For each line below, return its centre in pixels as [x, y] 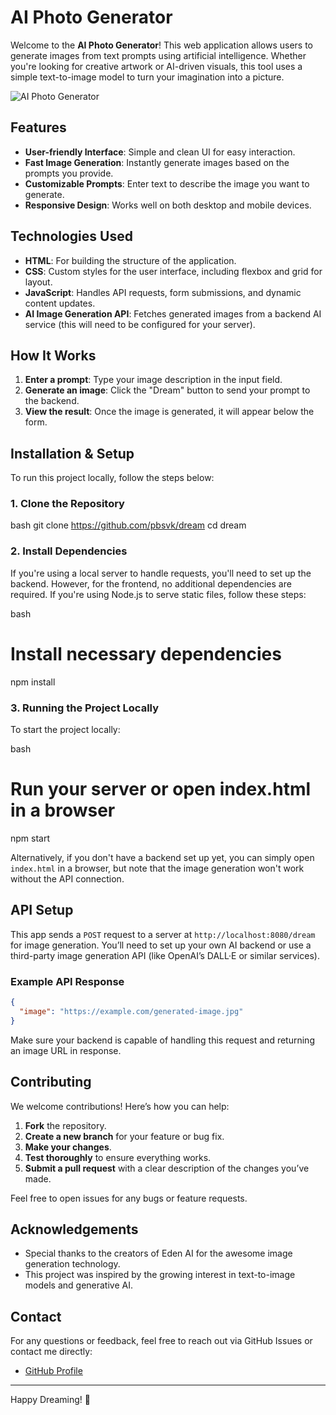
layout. [38, 282]
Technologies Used [71, 236]
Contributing [51, 1082]
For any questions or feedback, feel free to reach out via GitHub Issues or [161, 1341]
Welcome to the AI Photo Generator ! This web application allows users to [161, 45]
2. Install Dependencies [69, 551]
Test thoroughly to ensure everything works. [118, 1157]
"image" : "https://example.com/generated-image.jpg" [131, 1011]
